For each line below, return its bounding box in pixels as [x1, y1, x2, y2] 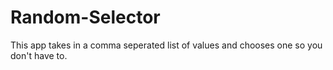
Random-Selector [10, 6, 161, 29]
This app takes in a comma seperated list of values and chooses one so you [10, 39, 323, 51]
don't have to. [10, 49, 68, 61]
